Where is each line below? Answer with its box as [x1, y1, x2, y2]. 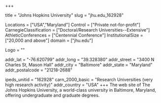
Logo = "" [5, 47, 25, 53]
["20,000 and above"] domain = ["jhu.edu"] [5, 37, 94, 43]
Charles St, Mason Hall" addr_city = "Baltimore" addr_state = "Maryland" [5, 62, 153, 68]
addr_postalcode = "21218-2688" [5, 67, 73, 73]
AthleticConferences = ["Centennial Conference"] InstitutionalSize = [5, 33, 143, 38]
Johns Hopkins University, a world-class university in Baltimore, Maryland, [5, 87, 157, 93]
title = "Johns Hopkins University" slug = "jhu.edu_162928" [5, 12, 124, 18]
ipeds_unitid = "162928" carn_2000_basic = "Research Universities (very [5, 77, 153, 82]
